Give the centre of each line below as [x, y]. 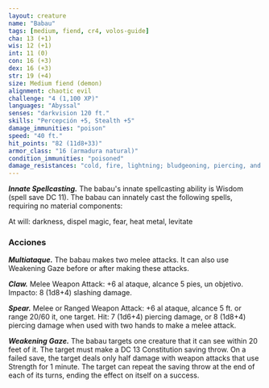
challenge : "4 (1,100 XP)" [54, 98]
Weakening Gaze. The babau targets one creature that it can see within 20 [133, 341]
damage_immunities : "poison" [57, 128]
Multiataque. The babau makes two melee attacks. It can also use [119, 260]
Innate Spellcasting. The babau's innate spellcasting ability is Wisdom [126, 189]
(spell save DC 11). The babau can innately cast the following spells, [120, 198]
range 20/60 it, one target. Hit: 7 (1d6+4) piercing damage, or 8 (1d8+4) [127, 317]
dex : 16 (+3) [30, 69]
